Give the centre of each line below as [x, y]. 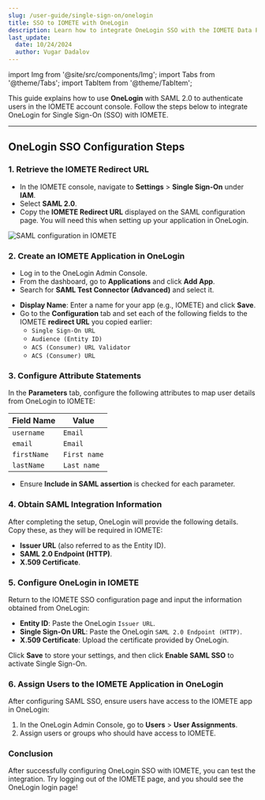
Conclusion [31, 753]
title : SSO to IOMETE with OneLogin [68, 23]
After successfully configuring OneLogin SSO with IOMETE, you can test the [132, 771]
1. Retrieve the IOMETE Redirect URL [79, 169]
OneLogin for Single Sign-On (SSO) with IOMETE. [88, 115]
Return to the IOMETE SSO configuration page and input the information [125, 599]
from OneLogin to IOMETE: [52, 401]
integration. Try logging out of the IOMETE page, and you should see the [126, 779]
